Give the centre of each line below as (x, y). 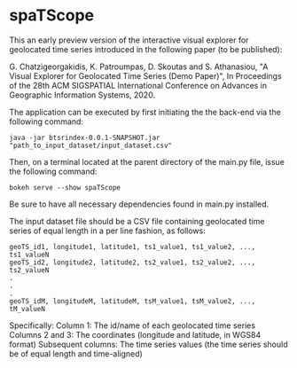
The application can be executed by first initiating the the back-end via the (145, 112)
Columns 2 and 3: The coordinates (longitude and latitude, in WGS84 (135, 334)
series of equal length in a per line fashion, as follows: (107, 231)
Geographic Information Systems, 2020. (82, 95)
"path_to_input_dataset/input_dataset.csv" (91, 145)
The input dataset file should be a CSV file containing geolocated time (137, 221)
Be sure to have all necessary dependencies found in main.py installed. (139, 204)
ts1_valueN (29, 254)
